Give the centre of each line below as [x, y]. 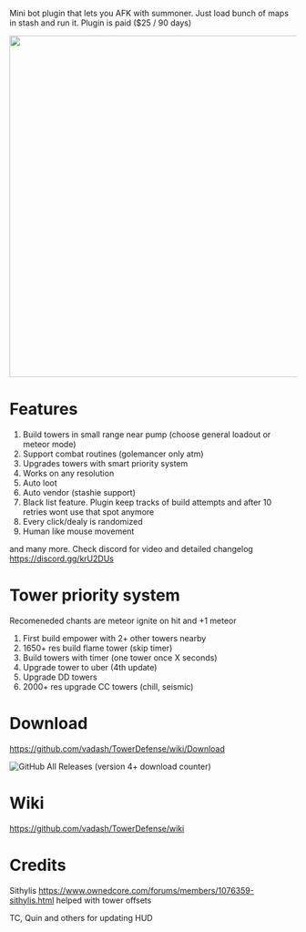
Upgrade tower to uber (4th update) [90, 667]
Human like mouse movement [78, 531]
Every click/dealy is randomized [82, 521]
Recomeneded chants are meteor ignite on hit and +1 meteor [123, 620]
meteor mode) [49, 444]
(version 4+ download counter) [153, 766]
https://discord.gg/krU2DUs [61, 558]
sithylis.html [32, 900]
